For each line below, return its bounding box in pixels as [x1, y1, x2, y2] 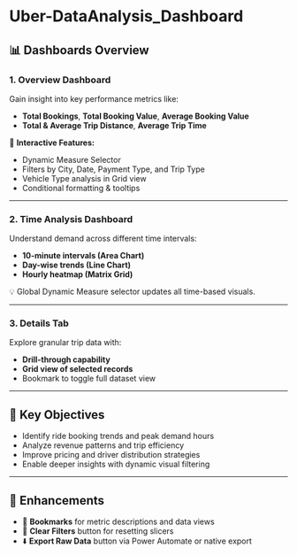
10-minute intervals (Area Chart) [21, 251, 145, 261]
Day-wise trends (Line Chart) [21, 259, 131, 271]
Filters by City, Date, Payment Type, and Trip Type [21, 164, 205, 174]
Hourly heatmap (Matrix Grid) [21, 269, 133, 280]
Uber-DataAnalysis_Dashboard [9, 6, 244, 27]
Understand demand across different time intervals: [9, 233, 197, 244]
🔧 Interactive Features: [9, 137, 95, 148]
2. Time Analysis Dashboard [9, 212, 133, 225]
